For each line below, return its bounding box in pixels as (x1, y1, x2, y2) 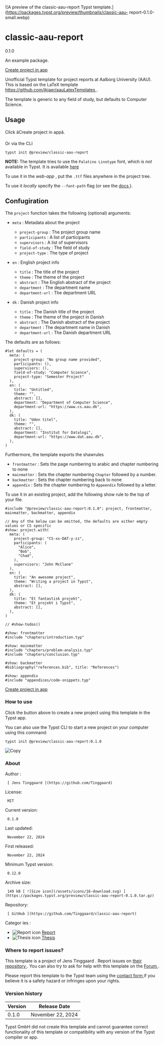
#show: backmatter (5, 661, 43, 665)
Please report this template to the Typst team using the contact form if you (5, 973, 156, 979)
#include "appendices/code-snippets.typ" (5, 678, 91, 683)
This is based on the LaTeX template (5, 81, 78, 87)
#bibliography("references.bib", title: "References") (5, 664, 119, 670)
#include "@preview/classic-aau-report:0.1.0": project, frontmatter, (5, 506, 152, 511)
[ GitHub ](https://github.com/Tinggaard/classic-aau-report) (7, 912, 137, 917)
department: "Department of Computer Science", (14, 400, 113, 405)
